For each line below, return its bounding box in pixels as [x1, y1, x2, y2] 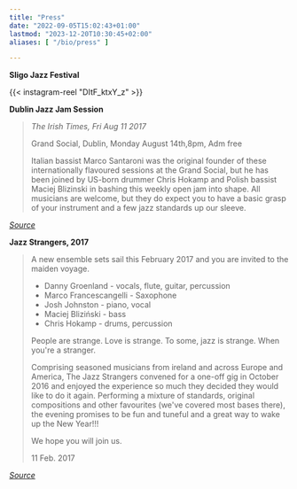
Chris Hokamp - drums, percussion [43, 318, 173, 329]
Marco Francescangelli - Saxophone [43, 290, 177, 301]
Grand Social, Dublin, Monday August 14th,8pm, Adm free [30, 138, 242, 149]
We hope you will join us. [30, 436, 122, 446]
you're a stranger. [30, 345, 96, 355]
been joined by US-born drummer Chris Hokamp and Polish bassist [30, 175, 277, 185]
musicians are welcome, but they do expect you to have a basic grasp [30, 193, 286, 204]
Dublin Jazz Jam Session [9, 104, 104, 115]
